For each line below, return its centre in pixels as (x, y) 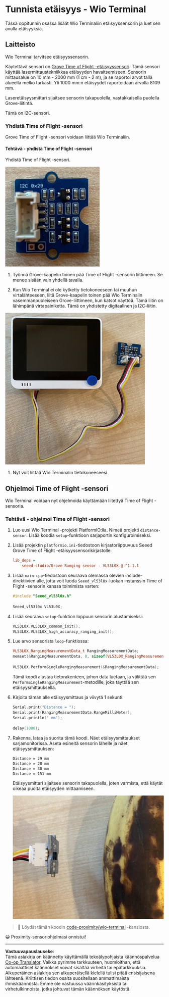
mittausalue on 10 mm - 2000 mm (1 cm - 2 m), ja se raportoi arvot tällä (79, 77)
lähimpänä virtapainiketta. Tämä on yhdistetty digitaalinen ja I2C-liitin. (84, 306)
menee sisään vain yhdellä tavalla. (48, 280)
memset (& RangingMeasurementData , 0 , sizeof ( (60, 657)
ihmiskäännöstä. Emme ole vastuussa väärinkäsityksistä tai (66, 984)
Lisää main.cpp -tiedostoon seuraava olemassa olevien (68, 576)
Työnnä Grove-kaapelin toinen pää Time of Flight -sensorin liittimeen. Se (88, 275)
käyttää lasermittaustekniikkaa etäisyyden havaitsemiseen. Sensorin (76, 72)
